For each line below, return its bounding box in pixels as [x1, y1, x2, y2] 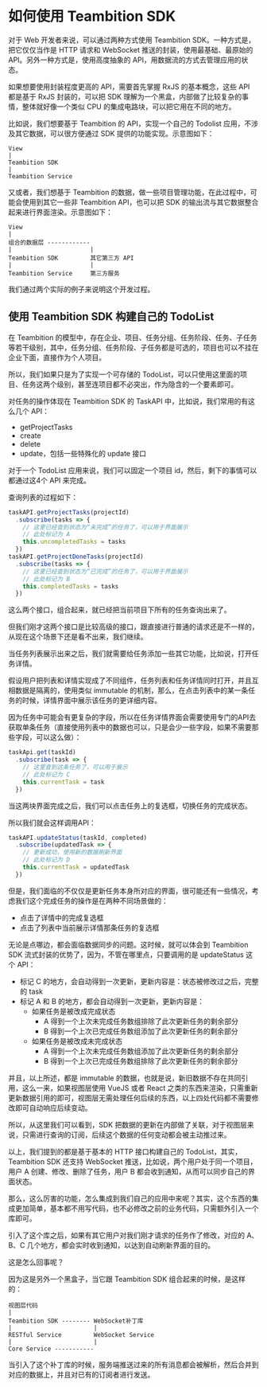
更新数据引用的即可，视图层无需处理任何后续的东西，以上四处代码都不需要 [8, 1092, 252, 1103]
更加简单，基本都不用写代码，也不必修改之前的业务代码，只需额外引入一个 [14, 1203, 259, 1213]
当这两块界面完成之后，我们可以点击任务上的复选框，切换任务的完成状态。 [8, 801, 252, 811]
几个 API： [14, 406, 50, 416]
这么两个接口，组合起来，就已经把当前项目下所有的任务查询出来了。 [8, 605, 231, 615]
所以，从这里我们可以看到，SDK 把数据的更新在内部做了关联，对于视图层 [8, 1119, 248, 1129]
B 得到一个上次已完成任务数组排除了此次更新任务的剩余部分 [43, 1056, 238, 1065]
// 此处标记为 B [22, 575, 70, 583]
